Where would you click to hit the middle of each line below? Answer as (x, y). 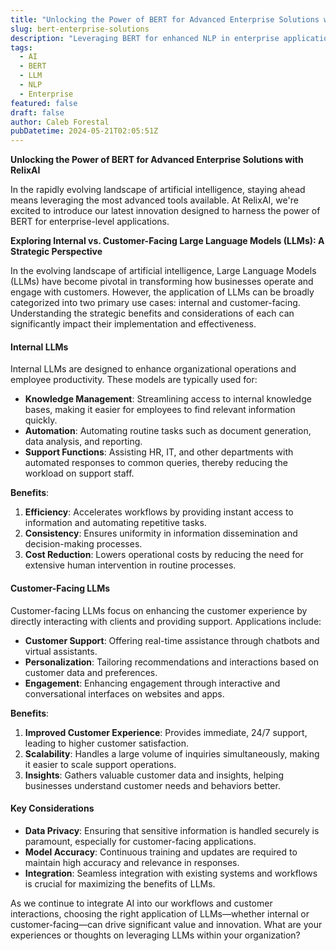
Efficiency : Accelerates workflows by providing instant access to (159, 512)
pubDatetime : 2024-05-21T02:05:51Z (84, 131)
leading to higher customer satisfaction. (107, 743)
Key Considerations (52, 808)
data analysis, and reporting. (83, 442)
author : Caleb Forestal (60, 122)
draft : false (37, 112)
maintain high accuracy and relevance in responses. (132, 862)
